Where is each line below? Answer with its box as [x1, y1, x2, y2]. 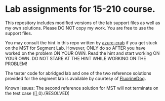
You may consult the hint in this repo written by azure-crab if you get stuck [5, 39, 158, 45]
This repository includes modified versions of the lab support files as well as [5, 20, 161, 26]
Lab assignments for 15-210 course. [5, 3, 156, 15]
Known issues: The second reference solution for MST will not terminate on [5, 85, 159, 91]
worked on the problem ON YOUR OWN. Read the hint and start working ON [5, 50, 160, 56]
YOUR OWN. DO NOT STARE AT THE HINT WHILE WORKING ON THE [5, 55, 147, 61]
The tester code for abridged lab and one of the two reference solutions [5, 70, 152, 76]
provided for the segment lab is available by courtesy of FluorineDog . [5, 75, 146, 81]
